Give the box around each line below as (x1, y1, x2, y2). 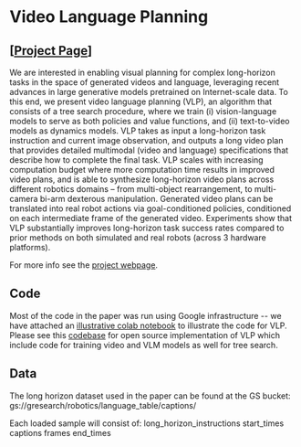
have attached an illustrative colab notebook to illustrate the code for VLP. (9, 320, 287, 331)
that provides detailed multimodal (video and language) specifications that (9, 144, 289, 155)
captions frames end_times (9, 427, 111, 438)
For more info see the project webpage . (9, 260, 158, 271)
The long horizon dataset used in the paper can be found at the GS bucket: (9, 390, 291, 401)
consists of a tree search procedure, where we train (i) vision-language (9, 106, 277, 116)
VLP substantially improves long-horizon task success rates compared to (9, 222, 285, 233)
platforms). (9, 242, 51, 252)
